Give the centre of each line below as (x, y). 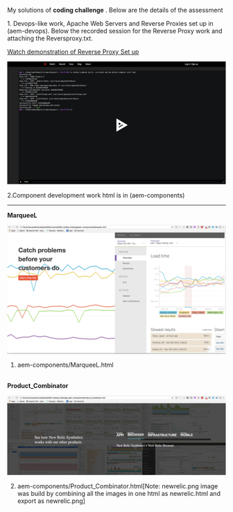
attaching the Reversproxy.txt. (50, 38)
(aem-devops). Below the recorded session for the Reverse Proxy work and (115, 31)
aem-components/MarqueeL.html (65, 365)
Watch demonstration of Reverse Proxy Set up (73, 52)
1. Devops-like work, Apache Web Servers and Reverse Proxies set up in (110, 23)
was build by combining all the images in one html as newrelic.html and (119, 493)
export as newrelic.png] (51, 501)
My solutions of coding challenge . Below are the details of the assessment (115, 10)
